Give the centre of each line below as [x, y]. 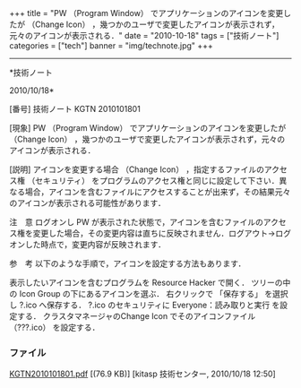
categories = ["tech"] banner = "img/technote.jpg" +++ [111, 46]
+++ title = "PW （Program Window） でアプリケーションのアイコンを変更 [146, 13]
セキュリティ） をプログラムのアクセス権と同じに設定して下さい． [157, 181]
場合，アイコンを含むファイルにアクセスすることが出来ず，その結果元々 [158, 192]
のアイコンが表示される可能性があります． [87, 203]
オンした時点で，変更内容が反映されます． [87, 244]
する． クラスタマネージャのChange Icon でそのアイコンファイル [136, 316]
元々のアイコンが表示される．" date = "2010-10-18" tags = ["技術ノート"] [144, 35]
